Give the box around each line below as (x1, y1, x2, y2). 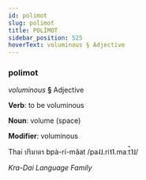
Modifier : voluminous (8, 132, 79, 141)
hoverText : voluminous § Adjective (8, 41, 125, 49)
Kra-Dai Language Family (8, 163, 92, 173)
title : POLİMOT (8, 26, 58, 34)
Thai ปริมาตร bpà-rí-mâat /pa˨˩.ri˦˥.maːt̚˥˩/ (8, 147, 139, 157)
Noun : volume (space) (8, 116, 81, 125)
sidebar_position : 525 (8, 33, 83, 42)
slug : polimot (8, 19, 55, 27)
